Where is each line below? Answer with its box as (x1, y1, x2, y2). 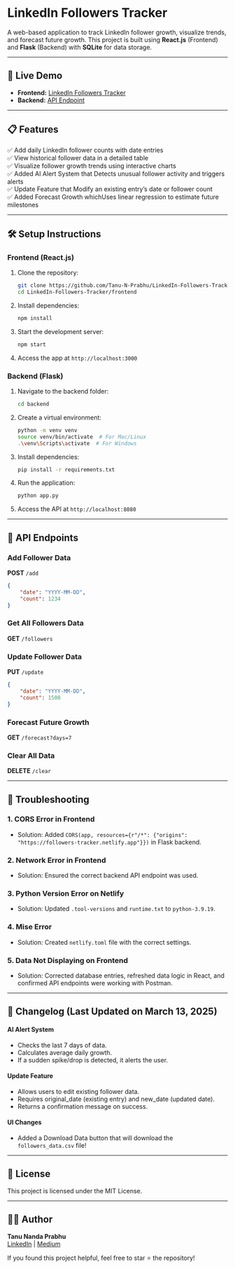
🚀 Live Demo (7, 70, 63, 82)
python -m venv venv (17, 427, 78, 434)
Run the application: (17, 478, 76, 487)
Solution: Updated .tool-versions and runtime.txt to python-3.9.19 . (17, 905, 215, 913)
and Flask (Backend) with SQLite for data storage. (7, 43, 152, 51)
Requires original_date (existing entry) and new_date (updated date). (17, 1095, 215, 1103)
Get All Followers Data (7, 618, 84, 628)
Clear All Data (7, 751, 55, 761)
